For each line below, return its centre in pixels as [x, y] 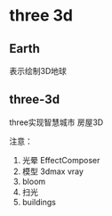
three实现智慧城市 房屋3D [56, 122]
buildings [39, 202]
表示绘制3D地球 [38, 71]
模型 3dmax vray [53, 171]
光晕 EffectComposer [61, 160]
